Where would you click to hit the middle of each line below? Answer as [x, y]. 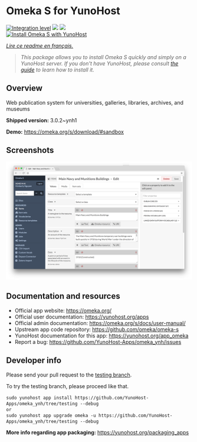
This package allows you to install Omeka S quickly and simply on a [104, 57]
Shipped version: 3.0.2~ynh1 [42, 120]
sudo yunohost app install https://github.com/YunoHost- [78, 398]
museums [18, 109]
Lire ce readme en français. [40, 45]
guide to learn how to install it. [57, 70]
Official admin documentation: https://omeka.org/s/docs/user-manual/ [100, 323]
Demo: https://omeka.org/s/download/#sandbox [65, 132]
